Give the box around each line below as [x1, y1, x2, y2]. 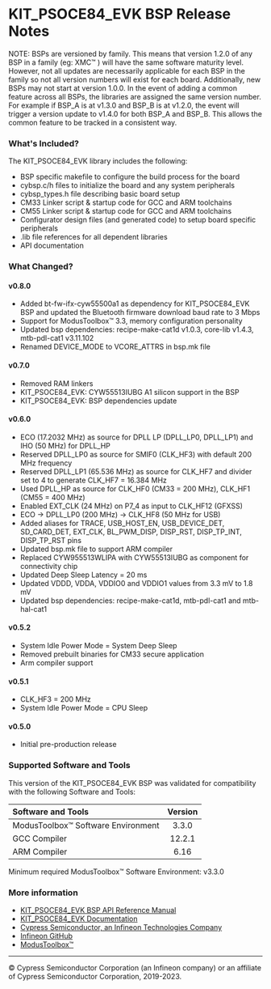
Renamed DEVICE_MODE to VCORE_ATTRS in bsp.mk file [19, 342, 211, 352]
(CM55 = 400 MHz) [19, 492, 86, 502]
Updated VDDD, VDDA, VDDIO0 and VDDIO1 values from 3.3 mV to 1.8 [19, 578, 253, 588]
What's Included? [8, 138, 79, 149]
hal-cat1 [19, 604, 48, 613]
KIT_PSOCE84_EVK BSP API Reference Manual [19, 905, 177, 915]
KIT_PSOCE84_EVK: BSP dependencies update [19, 396, 177, 405]
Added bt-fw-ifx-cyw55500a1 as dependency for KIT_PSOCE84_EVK [19, 299, 250, 308]
